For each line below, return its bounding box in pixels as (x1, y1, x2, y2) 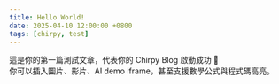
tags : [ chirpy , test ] (9, 29, 89, 38)
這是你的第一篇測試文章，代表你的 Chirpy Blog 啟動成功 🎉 (9, 55, 220, 65)
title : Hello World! (9, 12, 86, 22)
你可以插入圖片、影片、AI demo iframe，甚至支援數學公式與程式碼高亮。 (9, 65, 275, 76)
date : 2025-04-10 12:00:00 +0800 (9, 21, 133, 30)
